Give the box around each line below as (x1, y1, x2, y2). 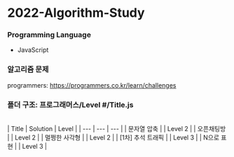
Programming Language (7, 30, 91, 40)
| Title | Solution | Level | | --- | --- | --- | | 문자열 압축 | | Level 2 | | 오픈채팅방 (7, 125, 226, 133)
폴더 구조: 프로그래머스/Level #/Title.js (7, 100, 134, 109)
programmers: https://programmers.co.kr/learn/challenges (7, 81, 177, 89)
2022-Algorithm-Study (7, 5, 145, 21)
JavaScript (17, 46, 49, 54)
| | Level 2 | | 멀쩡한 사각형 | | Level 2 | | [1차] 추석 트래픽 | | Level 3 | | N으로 (7, 133, 219, 142)
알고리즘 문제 (7, 64, 49, 74)
